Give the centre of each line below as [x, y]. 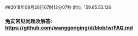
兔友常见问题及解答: [29, 21]
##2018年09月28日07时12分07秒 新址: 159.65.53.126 [58, 7]
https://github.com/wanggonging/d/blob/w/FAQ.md [69, 28]
